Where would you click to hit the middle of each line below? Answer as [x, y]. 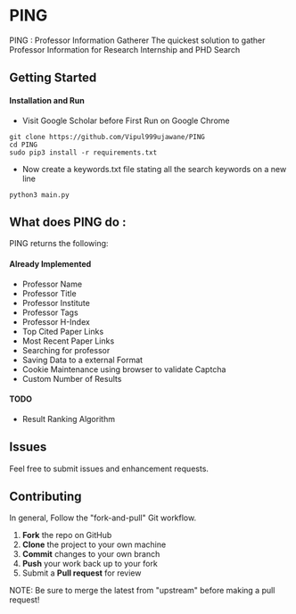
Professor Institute [56, 303]
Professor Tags [50, 312]
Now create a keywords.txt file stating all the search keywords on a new [154, 169]
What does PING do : [68, 222]
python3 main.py [39, 195]
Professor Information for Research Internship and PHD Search [125, 49]
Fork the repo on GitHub [67, 535]
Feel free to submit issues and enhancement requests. [109, 469]
